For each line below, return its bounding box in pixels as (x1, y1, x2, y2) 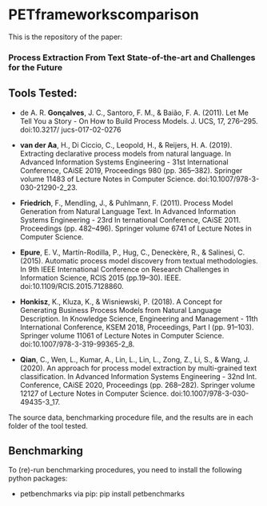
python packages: (8, 473, 68, 484)
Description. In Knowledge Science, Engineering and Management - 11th (19, 314, 258, 323)
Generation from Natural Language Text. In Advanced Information (19, 206, 237, 216)
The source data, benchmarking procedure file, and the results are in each (8, 413, 253, 422)
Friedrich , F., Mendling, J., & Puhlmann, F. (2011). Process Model (19, 198, 233, 208)
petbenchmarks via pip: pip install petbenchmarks (19, 489, 185, 499)
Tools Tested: (8, 86, 78, 101)
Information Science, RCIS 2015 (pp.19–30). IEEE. (19, 273, 181, 283)
